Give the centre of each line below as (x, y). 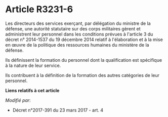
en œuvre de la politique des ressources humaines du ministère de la (77, 45)
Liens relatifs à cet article (32, 90)
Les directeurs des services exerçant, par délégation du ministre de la (78, 23)
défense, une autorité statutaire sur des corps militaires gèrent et (73, 28)
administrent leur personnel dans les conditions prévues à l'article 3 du (79, 34)
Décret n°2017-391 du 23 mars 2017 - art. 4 (58, 110)
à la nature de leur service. (33, 65)
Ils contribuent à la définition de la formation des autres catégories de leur (82, 75)
